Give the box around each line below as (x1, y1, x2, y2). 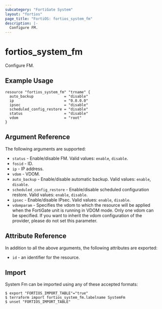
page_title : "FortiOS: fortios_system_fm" (5, 16, 93, 21)
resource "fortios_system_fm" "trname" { (5, 89, 91, 94)
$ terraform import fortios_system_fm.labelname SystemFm (5, 295, 125, 300)
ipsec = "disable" (9, 102, 89, 108)
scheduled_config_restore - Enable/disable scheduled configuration (12, 186, 149, 192)
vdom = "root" (9, 115, 82, 120)
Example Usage (5, 77, 54, 85)
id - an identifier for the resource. (12, 254, 80, 260)
